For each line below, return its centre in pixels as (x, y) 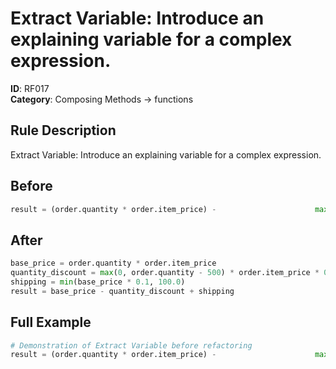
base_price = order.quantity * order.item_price (113, 263)
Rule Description (63, 130)
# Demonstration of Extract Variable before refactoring (131, 345)
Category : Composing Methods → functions (102, 99)
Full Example (51, 322)
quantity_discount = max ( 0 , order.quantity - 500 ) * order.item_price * (165, 273)
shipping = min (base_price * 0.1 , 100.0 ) (98, 282)
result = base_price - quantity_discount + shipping (122, 291)
